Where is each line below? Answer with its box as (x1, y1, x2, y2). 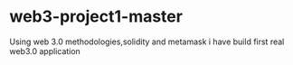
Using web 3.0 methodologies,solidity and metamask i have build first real (9, 36, 285, 47)
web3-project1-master (9, 6, 184, 27)
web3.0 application (9, 45, 81, 56)
